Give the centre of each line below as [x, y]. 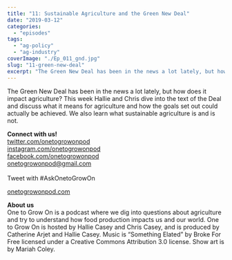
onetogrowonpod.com [39, 192]
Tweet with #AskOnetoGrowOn [51, 178]
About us [21, 205]
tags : [15, 39]
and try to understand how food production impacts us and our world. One [113, 219]
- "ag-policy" [33, 46]
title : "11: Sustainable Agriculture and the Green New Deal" [98, 13]
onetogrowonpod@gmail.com [49, 163]
